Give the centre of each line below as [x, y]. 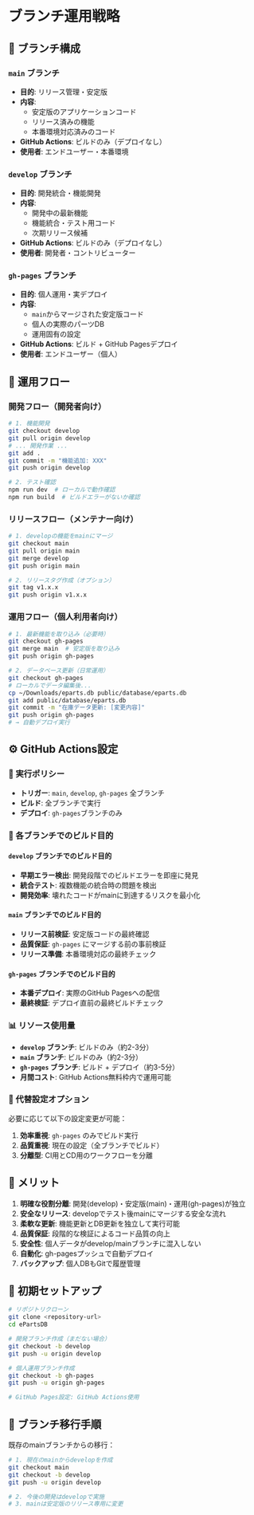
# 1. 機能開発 [29, 423]
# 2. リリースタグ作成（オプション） [62, 580]
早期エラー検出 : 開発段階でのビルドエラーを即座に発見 [109, 875]
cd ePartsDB [28, 1324]
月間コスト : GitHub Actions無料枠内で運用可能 [96, 1076]
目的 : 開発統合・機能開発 [60, 193]
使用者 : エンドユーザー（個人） [70, 354]
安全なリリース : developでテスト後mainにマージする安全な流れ [123, 1214]
